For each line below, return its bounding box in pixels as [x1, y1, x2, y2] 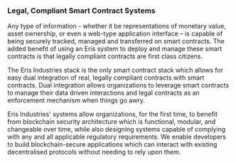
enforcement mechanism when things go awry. [7, 96, 146, 105]
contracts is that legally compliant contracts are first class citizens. [7, 52, 203, 61]
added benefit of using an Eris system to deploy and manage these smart [7, 45, 222, 53]
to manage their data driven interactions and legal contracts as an [7, 88, 200, 98]
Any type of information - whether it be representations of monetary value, [7, 22, 226, 31]
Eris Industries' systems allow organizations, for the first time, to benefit [7, 110, 218, 119]
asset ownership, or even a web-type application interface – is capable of [7, 29, 223, 38]
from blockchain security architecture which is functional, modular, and [7, 117, 216, 126]
